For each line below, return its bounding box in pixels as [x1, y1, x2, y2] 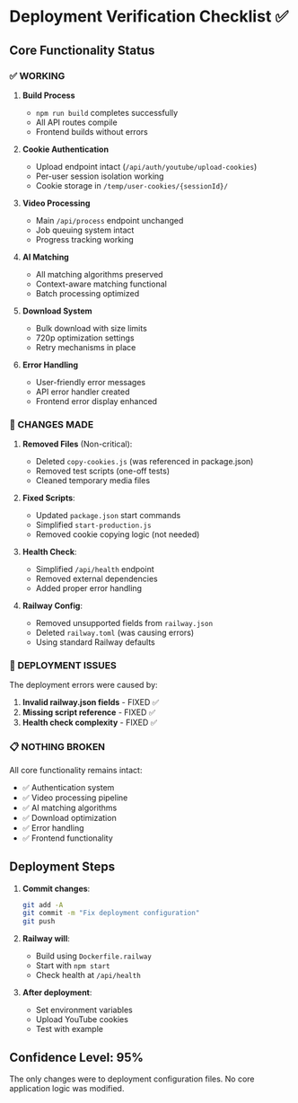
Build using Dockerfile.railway [35, 950, 153, 962]
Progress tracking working [35, 234, 135, 244]
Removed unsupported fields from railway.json [35, 618, 214, 629]
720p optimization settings [35, 332, 135, 343]
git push [22, 917, 56, 926]
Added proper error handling [35, 583, 142, 594]
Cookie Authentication [22, 144, 110, 154]
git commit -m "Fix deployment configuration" [22, 909, 200, 918]
